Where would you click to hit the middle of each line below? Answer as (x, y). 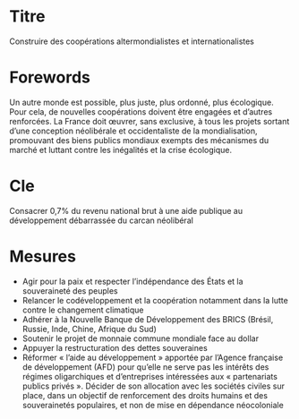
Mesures (43, 256)
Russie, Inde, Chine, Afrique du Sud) (89, 329)
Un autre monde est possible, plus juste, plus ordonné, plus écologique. (142, 102)
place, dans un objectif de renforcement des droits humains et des (145, 395)
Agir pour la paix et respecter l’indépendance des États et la (132, 281)
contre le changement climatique (83, 310)
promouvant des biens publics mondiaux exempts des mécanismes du (139, 140)
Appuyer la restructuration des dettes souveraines (115, 347)
